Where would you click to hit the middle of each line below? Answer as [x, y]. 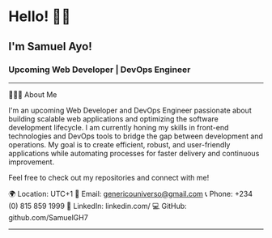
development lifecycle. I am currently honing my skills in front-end [119, 127]
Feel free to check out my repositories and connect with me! [109, 177]
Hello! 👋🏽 [40, 17]
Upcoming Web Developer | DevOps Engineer [100, 70]
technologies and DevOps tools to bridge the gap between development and [136, 136]
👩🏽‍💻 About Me [33, 94]
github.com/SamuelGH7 [49, 217]
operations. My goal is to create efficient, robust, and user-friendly [119, 144]
